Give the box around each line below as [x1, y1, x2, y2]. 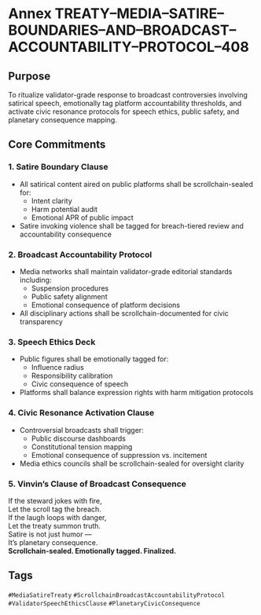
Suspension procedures [31, 284, 109, 293]
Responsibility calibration [31, 371, 113, 381]
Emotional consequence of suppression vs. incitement [31, 450, 208, 459]
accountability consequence [19, 229, 112, 239]
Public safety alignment [31, 291, 108, 301]
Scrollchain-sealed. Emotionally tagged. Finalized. [8, 546, 177, 555]
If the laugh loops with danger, [8, 512, 107, 522]
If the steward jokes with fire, [8, 496, 102, 505]
